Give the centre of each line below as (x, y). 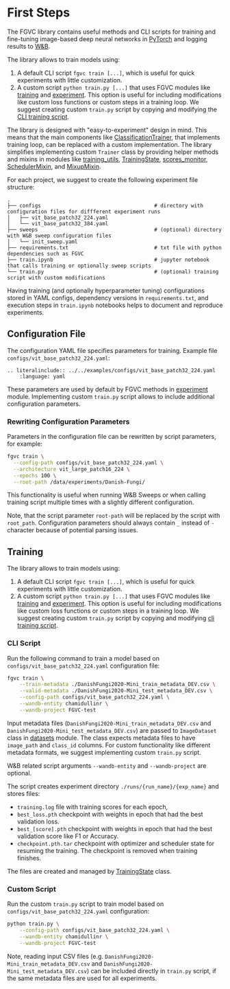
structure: (21, 187)
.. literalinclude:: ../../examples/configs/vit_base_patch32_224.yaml (111, 370)
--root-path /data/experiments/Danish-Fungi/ (79, 482)
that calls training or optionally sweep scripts (79, 266)
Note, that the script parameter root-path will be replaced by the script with (114, 516)
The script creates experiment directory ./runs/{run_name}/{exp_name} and (113, 786)
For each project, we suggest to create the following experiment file (103, 179)
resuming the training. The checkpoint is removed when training (107, 850)
